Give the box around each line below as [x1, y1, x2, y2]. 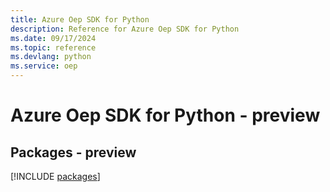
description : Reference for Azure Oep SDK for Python [10, 24, 240, 34]
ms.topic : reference [10, 42, 97, 53]
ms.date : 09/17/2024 [10, 33, 97, 43]
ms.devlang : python [10, 52, 92, 62]
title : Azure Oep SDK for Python [10, 14, 150, 25]
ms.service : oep [10, 61, 78, 71]
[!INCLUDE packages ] [10, 171, 101, 182]
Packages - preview [10, 144, 137, 161]
